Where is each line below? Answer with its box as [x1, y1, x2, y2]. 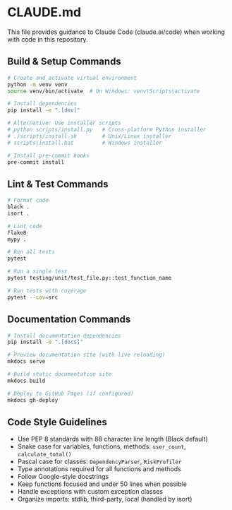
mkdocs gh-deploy [7, 396, 59, 403]
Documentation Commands [7, 314, 131, 326]
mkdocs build [7, 377, 46, 384]
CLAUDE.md [7, 4, 82, 20]
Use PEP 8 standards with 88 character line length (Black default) [17, 435, 208, 444]
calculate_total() [17, 451, 72, 458]
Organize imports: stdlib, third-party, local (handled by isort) [17, 495, 193, 504]
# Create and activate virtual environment [7, 74, 138, 81]
